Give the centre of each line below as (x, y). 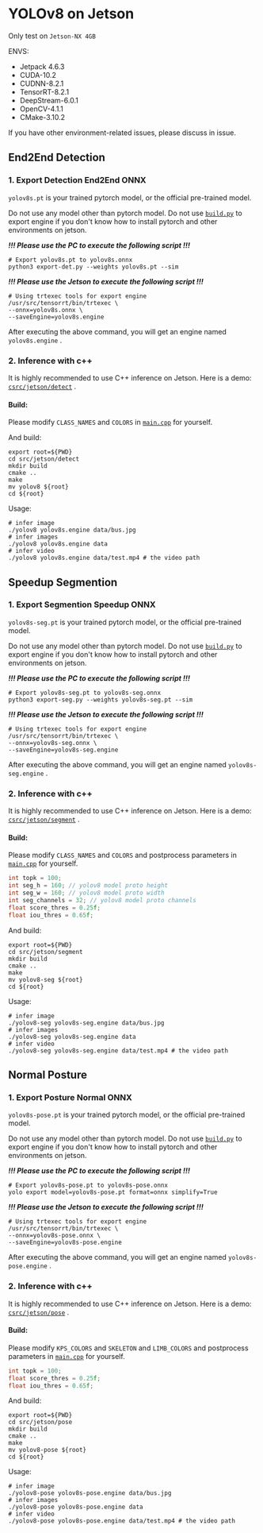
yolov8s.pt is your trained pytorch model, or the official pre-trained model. (130, 197)
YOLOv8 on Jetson (71, 14)
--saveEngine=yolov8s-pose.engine (65, 1243)
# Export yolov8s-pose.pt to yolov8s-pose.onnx (88, 1185)
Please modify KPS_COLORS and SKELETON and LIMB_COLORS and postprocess (128, 1348)
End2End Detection (57, 158)
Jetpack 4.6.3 (42, 66)
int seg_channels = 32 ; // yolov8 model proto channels (102, 900)
